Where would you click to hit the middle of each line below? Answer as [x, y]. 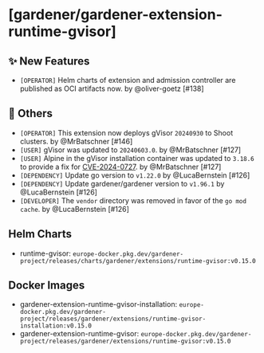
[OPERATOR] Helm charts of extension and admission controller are [128, 80]
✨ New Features [49, 61]
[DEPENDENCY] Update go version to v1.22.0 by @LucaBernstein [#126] [135, 175]
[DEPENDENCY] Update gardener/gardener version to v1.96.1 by [122, 183]
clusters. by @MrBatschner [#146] [76, 141]
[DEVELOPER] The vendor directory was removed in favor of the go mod [133, 200]
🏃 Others [31, 114]
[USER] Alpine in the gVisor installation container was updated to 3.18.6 [137, 158]
